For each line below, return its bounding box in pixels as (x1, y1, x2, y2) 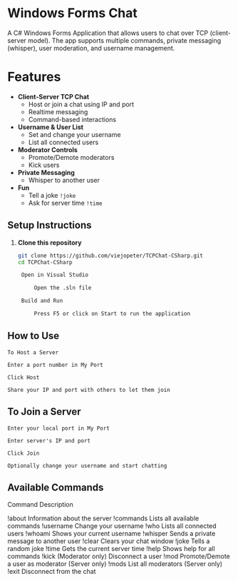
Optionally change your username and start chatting (7, 462, 167, 469)
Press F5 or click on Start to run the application (33, 310, 191, 318)
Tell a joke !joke (28, 191, 76, 199)
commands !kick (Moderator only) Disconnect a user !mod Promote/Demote (7, 552, 230, 561)
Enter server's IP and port (7, 437, 91, 444)
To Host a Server (7, 348, 59, 356)
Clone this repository (17, 238, 82, 247)
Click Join (7, 450, 40, 457)
